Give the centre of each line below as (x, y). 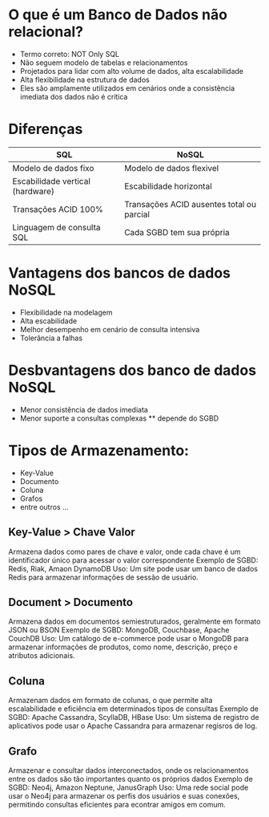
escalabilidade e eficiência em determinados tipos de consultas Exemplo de (133, 709)
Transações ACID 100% (58, 209)
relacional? (46, 32)
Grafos (31, 498)
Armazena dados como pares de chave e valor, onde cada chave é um (125, 551)
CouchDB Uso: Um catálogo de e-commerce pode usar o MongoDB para (128, 639)
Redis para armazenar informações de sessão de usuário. (103, 577)
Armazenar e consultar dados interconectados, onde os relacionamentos (129, 770)
